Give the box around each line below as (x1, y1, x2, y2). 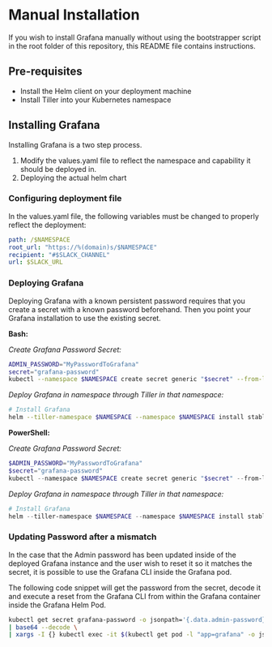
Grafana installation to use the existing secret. (8, 313, 162, 323)
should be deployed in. (19, 164, 97, 174)
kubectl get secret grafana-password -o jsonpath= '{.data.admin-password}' (8, 615, 270, 623)
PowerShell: (8, 428, 50, 438)
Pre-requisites (8, 65, 83, 79)
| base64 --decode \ (8, 623, 79, 632)
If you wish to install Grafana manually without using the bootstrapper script (8, 32, 261, 42)
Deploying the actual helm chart (19, 173, 127, 182)
